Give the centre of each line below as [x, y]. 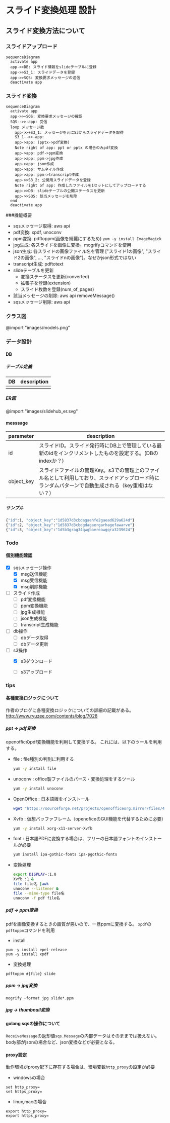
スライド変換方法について [45, 31]
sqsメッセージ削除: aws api [41, 302]
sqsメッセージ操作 [32, 568]
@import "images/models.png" [38, 328]
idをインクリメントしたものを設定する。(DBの [104, 453]
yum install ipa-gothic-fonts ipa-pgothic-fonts [65, 854]
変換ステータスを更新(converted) [55, 277]
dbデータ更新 [34, 644]
